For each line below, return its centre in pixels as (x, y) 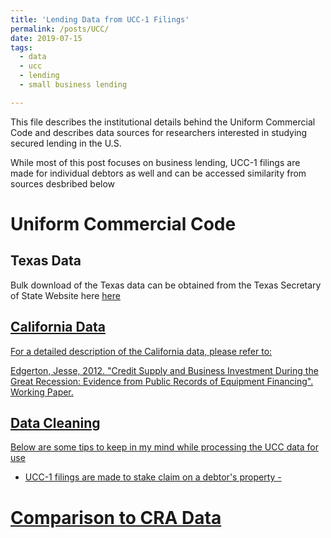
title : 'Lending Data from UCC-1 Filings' (100, 19)
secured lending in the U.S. (66, 143)
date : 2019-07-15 (46, 38)
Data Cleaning (55, 422)
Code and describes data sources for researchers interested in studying (159, 132)
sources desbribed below (63, 183)
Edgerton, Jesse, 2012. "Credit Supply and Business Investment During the (164, 370)
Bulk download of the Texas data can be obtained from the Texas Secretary (166, 285)
